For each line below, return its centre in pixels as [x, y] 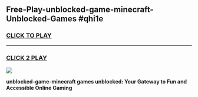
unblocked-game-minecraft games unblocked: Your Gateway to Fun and [97, 81]
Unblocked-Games [42, 19]
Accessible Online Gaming [39, 88]
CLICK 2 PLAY [27, 58]
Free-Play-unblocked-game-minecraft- [80, 10]
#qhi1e [91, 19]
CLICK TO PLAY [29, 36]
